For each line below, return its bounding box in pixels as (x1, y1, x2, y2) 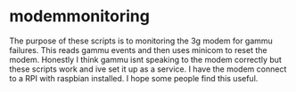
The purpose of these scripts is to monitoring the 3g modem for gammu (9, 35, 274, 46)
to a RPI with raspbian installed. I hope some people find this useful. (9, 73, 259, 83)
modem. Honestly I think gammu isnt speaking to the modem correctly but (9, 54, 283, 65)
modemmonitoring (9, 6, 150, 27)
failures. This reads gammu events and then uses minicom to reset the (9, 44, 267, 55)
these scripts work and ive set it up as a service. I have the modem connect (9, 64, 287, 74)
